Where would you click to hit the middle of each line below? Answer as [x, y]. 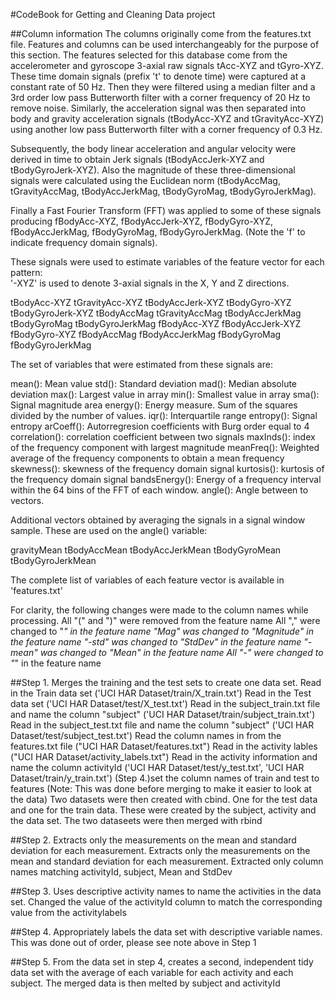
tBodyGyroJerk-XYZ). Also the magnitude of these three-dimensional [153, 170]
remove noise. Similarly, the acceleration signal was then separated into [158, 108]
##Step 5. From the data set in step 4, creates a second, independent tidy [162, 962]
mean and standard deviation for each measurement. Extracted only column [167, 861]
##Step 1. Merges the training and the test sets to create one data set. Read [166, 682]
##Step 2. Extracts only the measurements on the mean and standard [153, 840]
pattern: [26, 272]
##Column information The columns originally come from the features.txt [161, 33]
